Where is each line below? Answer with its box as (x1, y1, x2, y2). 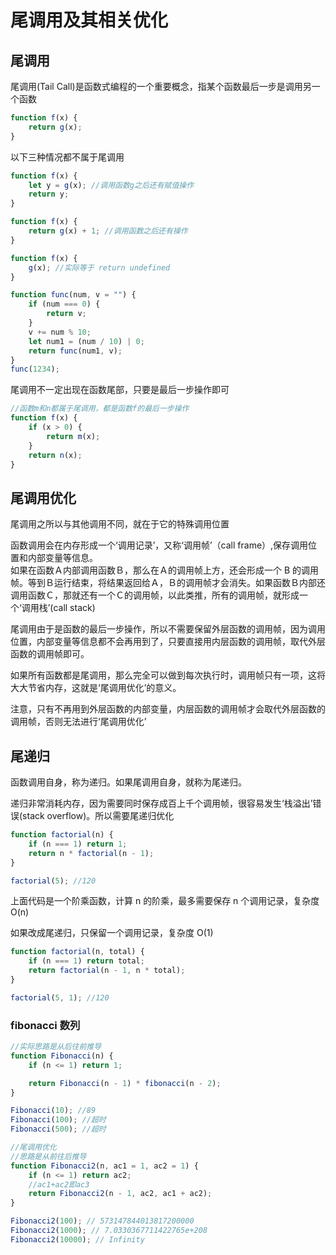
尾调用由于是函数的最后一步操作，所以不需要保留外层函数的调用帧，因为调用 (10, 623, 326, 635)
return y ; (28, 189, 70, 200)
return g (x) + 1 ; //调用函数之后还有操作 (28, 226, 188, 236)
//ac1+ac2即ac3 (28, 1179, 90, 1190)
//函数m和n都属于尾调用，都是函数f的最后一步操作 (10, 404, 190, 414)
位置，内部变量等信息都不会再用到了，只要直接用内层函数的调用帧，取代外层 (10, 636, 326, 648)
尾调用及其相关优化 (10, 9, 169, 32)
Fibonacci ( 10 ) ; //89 (10, 1106, 97, 1116)
